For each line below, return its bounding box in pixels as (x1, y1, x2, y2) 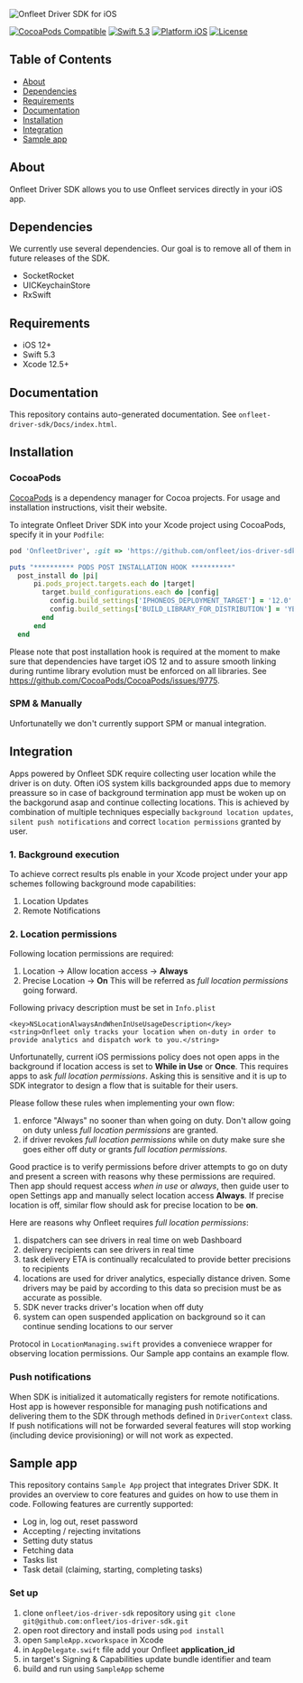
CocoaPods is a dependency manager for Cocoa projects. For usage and (9, 492, 281, 503)
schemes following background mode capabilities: (9, 878, 197, 889)
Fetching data (22, 1545, 74, 1556)
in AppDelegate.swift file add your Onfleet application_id (22, 1643, 235, 1655)
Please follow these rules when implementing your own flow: (9, 1097, 235, 1109)
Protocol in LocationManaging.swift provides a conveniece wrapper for (9, 1338, 273, 1349)
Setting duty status (22, 1535, 93, 1547)
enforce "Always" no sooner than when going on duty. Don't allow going (22, 1115, 291, 1126)
